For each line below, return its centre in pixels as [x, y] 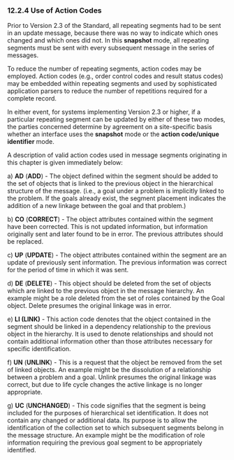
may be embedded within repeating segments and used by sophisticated [112, 84]
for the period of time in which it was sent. [68, 270]
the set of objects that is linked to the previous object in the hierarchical [110, 184]
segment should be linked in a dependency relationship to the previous [109, 327]
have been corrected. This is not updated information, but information [108, 227]
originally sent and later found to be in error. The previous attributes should [115, 234]
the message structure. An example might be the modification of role [106, 436]
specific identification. [39, 349]
